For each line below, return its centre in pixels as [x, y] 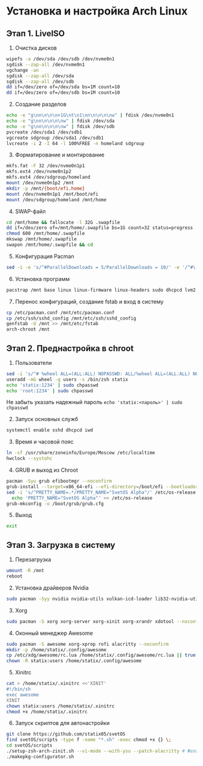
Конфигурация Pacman [44, 256]
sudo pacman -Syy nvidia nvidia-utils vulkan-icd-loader [79, 599]
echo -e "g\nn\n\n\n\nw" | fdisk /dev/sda [60, 121]
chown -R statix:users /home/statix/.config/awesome [74, 661]
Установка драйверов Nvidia [52, 588]
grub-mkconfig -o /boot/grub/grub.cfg [55, 504]
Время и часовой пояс [44, 442]
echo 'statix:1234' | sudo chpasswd [52, 385]
